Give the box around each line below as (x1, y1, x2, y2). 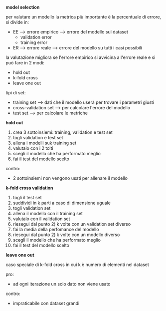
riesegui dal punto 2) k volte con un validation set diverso (12, 221, 131, 227)
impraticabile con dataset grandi (12, 301, 80, 306)
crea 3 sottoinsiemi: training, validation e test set (12, 129, 113, 135)
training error (20, 39, 48, 45)
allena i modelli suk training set (12, 140, 77, 146)
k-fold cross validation (5, 185, 53, 191)
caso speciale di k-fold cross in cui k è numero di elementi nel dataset (5, 262, 149, 268)
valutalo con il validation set (12, 216, 70, 222)
